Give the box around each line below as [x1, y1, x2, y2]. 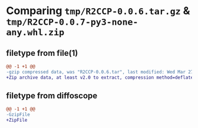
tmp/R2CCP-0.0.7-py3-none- [6, 16, 138, 28]
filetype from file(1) [6, 48, 78, 58]
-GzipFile [6, 112, 31, 118]
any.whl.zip [6, 27, 65, 38]
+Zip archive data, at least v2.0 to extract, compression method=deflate [6, 75, 194, 80]
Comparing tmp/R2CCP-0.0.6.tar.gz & [6, 4, 190, 18]
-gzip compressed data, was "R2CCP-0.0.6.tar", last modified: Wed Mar [6, 69, 186, 75]
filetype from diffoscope [6, 91, 98, 101]
